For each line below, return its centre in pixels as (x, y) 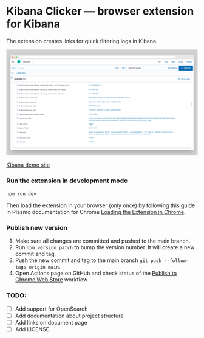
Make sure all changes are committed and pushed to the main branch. (103, 241)
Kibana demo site (28, 165)
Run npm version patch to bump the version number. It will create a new (105, 247)
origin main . (45, 267)
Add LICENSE (32, 329)
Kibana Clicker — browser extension (100, 11)
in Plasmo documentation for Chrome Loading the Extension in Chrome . (96, 212)
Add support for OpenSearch (51, 309)
